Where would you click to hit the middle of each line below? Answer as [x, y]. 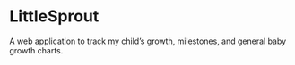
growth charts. [36, 50]
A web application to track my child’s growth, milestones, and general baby [148, 41]
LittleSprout [54, 16]
